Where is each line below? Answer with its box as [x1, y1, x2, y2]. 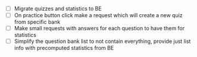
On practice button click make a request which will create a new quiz [14, 12, 183, 19]
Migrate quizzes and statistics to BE [14, 5, 102, 12]
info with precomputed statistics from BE [14, 45, 114, 52]
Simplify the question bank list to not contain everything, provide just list [14, 38, 191, 45]
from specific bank [14, 18, 61, 26]
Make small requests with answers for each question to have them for [14, 25, 185, 32]
